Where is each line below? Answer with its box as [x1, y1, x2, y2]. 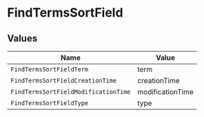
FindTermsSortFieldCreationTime [10, 77, 117, 84]
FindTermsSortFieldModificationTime [10, 88, 131, 96]
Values [7, 33, 38, 44]
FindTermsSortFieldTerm [10, 66, 89, 73]
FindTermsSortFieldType [10, 99, 89, 107]
